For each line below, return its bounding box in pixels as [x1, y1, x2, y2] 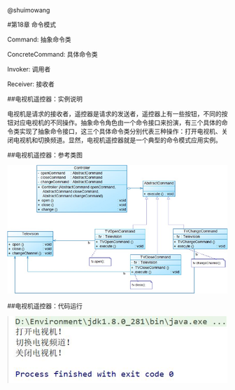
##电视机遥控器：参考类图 [7, 151, 83, 159]
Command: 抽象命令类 [7, 35, 71, 43]
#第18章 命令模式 [7, 20, 57, 29]
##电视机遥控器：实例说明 [7, 95, 83, 103]
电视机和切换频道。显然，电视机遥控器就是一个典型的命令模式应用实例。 [13, 136, 222, 144]
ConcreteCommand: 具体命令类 [7, 50, 98, 58]
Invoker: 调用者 [7, 65, 51, 73]
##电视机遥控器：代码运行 [7, 301, 83, 310]
